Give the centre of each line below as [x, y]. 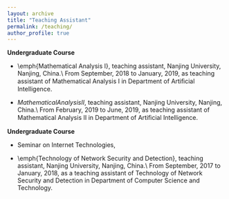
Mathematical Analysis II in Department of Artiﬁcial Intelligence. [108, 118]
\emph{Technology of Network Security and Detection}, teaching [110, 158]
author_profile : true [38, 33]
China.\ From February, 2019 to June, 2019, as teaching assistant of [113, 110]
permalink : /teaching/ [40, 26]
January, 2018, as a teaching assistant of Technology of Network [110, 173]
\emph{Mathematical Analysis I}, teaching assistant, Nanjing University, [119, 66]
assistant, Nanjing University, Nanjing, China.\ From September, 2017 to [119, 166]
